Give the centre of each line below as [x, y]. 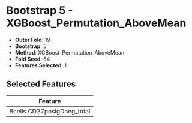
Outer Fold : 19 [33, 40]
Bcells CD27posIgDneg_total [50, 111]
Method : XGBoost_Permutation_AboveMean [70, 52]
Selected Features [41, 84]
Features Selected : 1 [41, 65]
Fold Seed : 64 [32, 59]
